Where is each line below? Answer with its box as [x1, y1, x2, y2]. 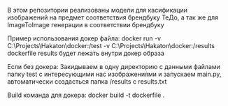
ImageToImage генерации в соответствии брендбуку [7, 21, 164, 29]
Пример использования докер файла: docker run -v [7, 34, 162, 43]
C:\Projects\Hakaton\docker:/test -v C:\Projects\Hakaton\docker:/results [7, 42, 215, 50]
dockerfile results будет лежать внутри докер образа [7, 49, 164, 57]
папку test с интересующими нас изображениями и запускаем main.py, [7, 70, 222, 78]
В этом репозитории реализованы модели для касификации [7, 6, 187, 14]
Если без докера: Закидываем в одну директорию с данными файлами [7, 63, 220, 70]
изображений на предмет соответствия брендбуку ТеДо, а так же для [7, 13, 219, 22]
